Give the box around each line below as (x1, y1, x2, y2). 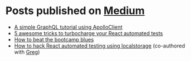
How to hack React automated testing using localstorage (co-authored (14, 42, 185, 49)
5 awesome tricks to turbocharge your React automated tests (14, 29, 163, 36)
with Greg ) (14, 48, 40, 55)
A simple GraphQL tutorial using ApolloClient (14, 23, 123, 30)
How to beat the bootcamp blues (14, 36, 94, 43)
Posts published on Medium (5, 4, 145, 18)
